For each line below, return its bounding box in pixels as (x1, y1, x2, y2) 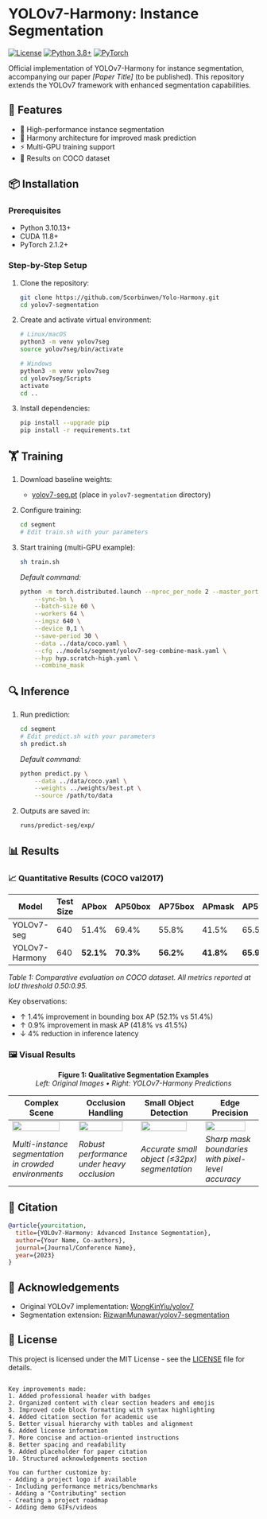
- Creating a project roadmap (8, 1496, 109, 1504)
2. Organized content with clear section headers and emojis (8, 1399, 215, 1407)
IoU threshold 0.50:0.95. (8, 981, 87, 990)
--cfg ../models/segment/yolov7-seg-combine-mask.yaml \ (34, 647, 227, 655)
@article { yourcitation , (8, 1222, 87, 1230)
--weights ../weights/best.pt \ (34, 784, 141, 792)
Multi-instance (12, 1139, 69, 1150)
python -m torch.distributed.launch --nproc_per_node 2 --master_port (19, 588, 259, 596)
